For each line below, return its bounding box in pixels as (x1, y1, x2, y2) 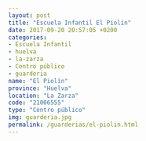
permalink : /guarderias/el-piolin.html (8, 121, 139, 128)
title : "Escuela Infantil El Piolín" (8, 19, 132, 27)
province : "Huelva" (8, 84, 72, 92)
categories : (8, 33, 47, 42)
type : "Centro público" (8, 107, 86, 114)
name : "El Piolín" (8, 77, 68, 85)
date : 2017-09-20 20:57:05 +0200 (8, 26, 118, 34)
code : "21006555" (8, 99, 65, 107)
